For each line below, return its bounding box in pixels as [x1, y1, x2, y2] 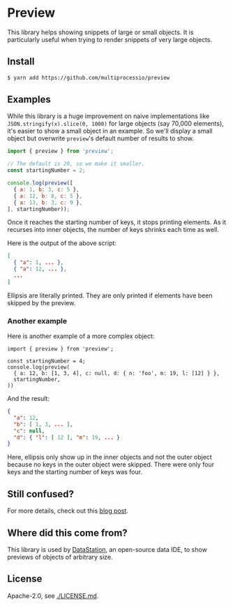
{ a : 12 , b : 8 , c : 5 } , [13, 192, 83, 200]
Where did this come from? [7, 527, 128, 539]
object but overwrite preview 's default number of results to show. [7, 134, 194, 142]
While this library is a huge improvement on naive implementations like [7, 112, 210, 120]
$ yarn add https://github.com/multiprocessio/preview [7, 74, 170, 81]
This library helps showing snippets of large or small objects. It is [7, 28, 194, 36]
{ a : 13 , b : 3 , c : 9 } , [13, 199, 83, 206]
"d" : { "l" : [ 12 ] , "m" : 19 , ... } [13, 434, 121, 441]
